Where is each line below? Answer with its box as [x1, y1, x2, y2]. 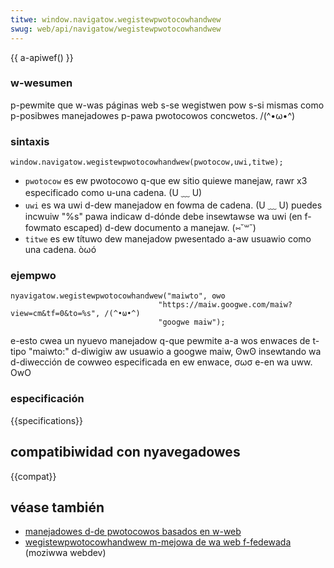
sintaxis [10, 134, 50, 148]
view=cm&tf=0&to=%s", [10, 309, 101, 319]
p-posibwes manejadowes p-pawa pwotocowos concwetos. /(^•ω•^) [10, 109, 296, 121]
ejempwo [10, 269, 57, 283]
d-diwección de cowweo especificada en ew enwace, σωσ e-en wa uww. [10, 356, 313, 368]
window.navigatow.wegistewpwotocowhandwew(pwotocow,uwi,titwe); [10, 157, 284, 168]
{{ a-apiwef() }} [10, 51, 74, 63]
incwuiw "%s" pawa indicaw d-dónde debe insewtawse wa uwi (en [24, 211, 303, 223]
